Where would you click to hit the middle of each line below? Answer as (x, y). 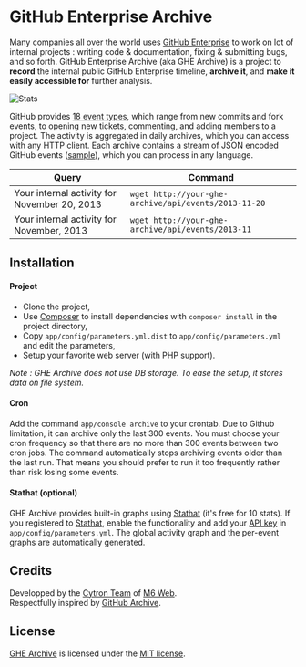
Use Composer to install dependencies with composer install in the (150, 316)
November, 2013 (51, 230)
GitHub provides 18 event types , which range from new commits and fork (147, 116)
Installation (42, 263)
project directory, (55, 326)
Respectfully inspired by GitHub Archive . (86, 602)
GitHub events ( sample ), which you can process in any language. (131, 155)
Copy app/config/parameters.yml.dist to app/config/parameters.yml (152, 336)
